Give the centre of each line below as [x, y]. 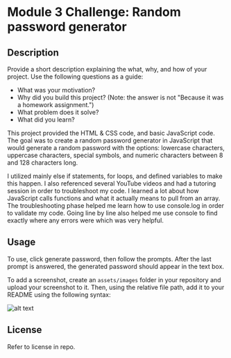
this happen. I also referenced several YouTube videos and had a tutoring [112, 184]
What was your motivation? [56, 90]
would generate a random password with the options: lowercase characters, [116, 148]
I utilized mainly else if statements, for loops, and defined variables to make [115, 176]
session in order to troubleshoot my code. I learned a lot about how [103, 191]
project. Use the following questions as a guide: [75, 76]
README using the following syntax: [59, 294]
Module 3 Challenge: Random [94, 12]
